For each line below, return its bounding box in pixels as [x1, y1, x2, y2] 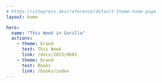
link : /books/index [21, 68, 69, 74]
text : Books [21, 63, 51, 68]
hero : [6, 25, 19, 30]
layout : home [6, 14, 38, 20]
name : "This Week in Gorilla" [11, 30, 85, 36]
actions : [11, 36, 33, 41]
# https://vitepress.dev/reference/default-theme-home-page [6, 8, 157, 15]
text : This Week [21, 46, 62, 53]
